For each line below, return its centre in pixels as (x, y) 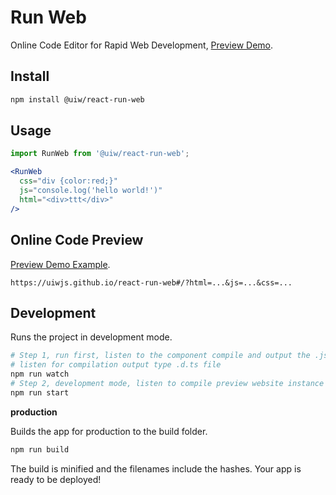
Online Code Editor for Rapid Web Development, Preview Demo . (142, 45)
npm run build (40, 449)
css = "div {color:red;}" (68, 181)
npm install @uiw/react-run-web (77, 99)
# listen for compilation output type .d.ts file (116, 365)
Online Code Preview (77, 240)
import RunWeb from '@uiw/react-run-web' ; (100, 154)
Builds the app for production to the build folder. (109, 431)
